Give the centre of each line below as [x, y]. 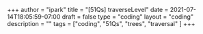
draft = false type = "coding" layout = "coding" [127, 17]
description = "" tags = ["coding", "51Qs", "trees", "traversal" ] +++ [101, 24]
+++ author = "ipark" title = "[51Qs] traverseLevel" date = [88, 10]
